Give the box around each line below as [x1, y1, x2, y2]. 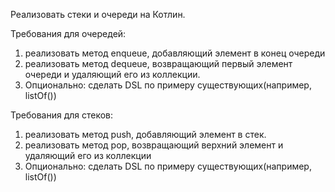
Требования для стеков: [10, 109, 114, 121]
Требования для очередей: [10, 28, 127, 39]
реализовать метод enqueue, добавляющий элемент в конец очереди [24, 47, 326, 59]
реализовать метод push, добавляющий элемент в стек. [24, 129, 267, 140]
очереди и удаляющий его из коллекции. [24, 69, 201, 80]
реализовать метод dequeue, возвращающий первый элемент [24, 58, 293, 69]
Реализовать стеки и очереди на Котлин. [10, 9, 186, 20]
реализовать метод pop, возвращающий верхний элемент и [24, 139, 284, 151]
